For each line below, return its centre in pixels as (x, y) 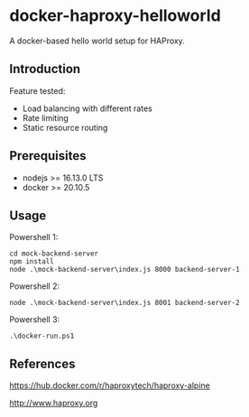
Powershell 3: (35, 320)
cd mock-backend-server (54, 254)
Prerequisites (48, 156)
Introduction (45, 69)
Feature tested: (37, 90)
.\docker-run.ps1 (42, 336)
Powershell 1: (34, 237)
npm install (32, 262)
